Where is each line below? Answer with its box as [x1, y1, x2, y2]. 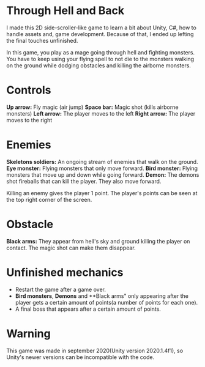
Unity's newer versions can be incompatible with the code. [6, 353, 155, 361]
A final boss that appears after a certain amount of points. [15, 305, 161, 313]
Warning [6, 327, 51, 340]
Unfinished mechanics [6, 265, 124, 279]
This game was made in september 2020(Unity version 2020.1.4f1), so [6, 347, 184, 354]
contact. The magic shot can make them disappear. [6, 244, 136, 251]
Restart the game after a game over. [15, 286, 106, 293]
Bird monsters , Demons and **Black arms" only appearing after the [15, 292, 188, 300]
